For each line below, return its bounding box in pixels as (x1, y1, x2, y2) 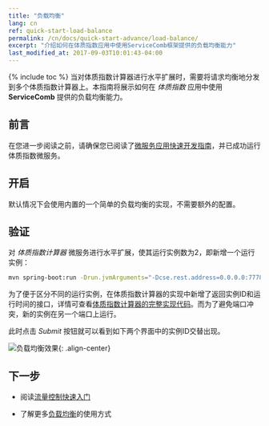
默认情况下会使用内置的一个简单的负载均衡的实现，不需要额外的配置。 (8, 199, 240, 209)
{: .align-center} (58, 343, 111, 353)
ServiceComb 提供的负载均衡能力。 (8, 92, 127, 101)
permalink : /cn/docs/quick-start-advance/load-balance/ (8, 34, 199, 43)
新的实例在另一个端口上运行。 (22, 310, 121, 319)
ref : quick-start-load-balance (8, 26, 113, 34)
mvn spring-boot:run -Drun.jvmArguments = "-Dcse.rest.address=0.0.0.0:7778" (8, 274, 267, 282)
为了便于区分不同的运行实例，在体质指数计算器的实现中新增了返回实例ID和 (8, 290, 254, 299)
